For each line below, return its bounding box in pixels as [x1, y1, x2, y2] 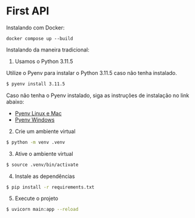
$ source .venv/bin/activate [6, 162, 79, 168]
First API [6, 4, 49, 18]
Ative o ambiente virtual [14, 150, 73, 157]
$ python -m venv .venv [6, 139, 66, 145]
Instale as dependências [14, 172, 75, 180]
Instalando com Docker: [6, 24, 65, 31]
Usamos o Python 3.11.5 [14, 57, 73, 65]
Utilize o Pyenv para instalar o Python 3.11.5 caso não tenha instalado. [6, 69, 177, 76]
